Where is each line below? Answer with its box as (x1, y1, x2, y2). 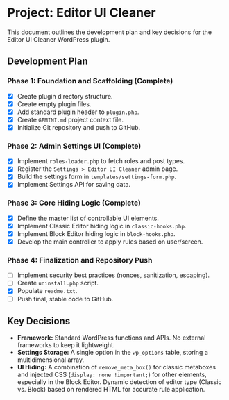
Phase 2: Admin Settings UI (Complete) (7, 141, 142, 151)
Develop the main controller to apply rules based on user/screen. (17, 237, 203, 246)
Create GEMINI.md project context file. (17, 115, 124, 124)
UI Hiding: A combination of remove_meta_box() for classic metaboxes (17, 363, 217, 372)
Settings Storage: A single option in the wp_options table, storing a (17, 349, 208, 357)
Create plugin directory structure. (17, 92, 113, 100)
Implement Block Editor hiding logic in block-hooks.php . (17, 229, 176, 237)
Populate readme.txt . (17, 287, 78, 295)
